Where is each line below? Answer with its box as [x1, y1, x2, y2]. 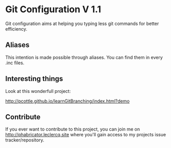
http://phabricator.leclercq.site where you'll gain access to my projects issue [5, 132, 166, 138]
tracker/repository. [5, 137, 44, 143]
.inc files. [5, 60, 25, 66]
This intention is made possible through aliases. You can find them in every [5, 54, 163, 60]
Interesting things [5, 75, 63, 83]
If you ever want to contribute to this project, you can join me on [5, 126, 140, 132]
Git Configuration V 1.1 [5, 4, 101, 15]
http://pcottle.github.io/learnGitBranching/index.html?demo [5, 98, 130, 104]
